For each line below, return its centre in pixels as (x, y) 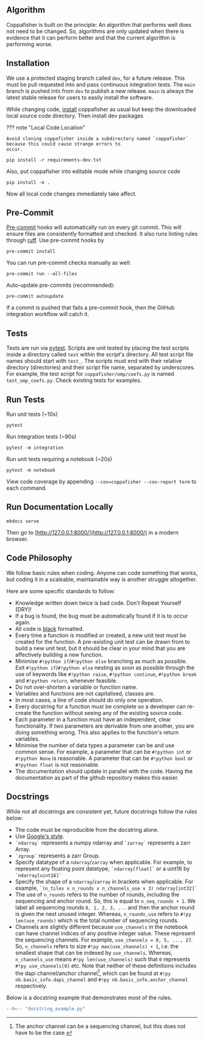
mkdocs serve (23, 521)
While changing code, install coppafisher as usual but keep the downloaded (101, 109)
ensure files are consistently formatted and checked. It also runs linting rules (102, 234)
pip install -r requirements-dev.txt (54, 160)
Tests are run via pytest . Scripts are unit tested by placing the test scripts (98, 348)
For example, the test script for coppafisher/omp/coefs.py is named (90, 374)
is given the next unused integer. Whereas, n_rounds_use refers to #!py (103, 914)
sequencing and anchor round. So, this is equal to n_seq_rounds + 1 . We (105, 901)
